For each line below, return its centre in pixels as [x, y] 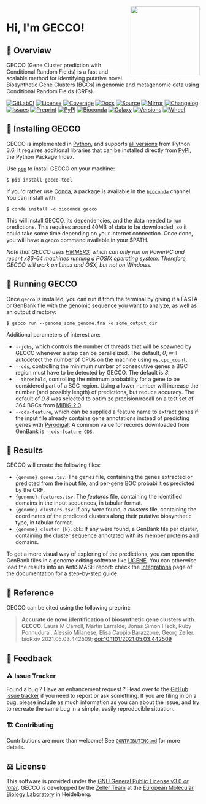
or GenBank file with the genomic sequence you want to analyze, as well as [102, 305]
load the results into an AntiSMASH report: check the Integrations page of [99, 567]
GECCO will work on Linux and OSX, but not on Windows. [79, 265]
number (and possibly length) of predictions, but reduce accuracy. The [105, 392]
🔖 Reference [30, 593]
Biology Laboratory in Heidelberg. [49, 794]
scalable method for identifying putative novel [64, 78]
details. [16, 747]
